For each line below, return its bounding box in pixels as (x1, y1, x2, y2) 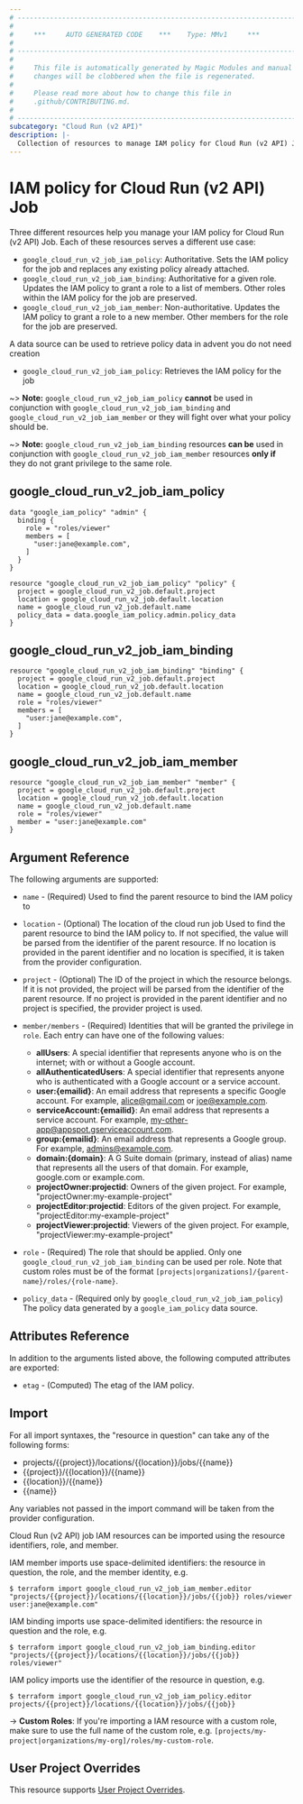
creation (9, 348, 41, 359)
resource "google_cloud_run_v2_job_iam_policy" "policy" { (9, 579, 236, 588)
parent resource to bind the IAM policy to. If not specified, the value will (22, 928, 289, 939)
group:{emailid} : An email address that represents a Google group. (35, 1133, 287, 1144)
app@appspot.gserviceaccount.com (35, 1123, 172, 1134)
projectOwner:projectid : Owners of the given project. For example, (35, 1181, 287, 1192)
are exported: (9, 1362, 60, 1373)
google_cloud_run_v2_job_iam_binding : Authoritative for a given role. (22, 272, 277, 284)
